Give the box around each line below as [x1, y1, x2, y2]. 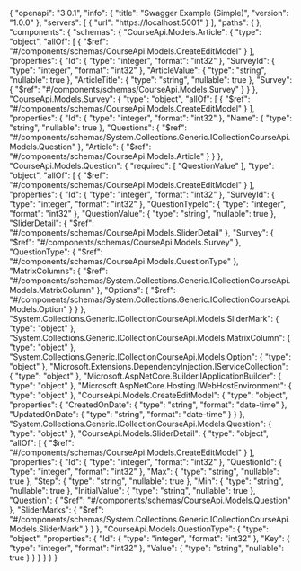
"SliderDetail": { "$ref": [9, 218, 94, 228]
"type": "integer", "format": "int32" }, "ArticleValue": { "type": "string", [9, 65, 267, 76]
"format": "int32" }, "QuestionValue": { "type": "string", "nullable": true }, [9, 209, 277, 219]
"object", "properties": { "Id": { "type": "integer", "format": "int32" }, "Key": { [9, 533, 290, 543]
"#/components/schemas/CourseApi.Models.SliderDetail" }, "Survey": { [9, 228, 274, 237]
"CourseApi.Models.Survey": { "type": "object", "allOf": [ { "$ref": [9, 94, 251, 104]
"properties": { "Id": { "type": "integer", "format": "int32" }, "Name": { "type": [9, 112, 292, 123]
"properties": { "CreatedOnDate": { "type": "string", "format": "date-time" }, [9, 399, 288, 410]
